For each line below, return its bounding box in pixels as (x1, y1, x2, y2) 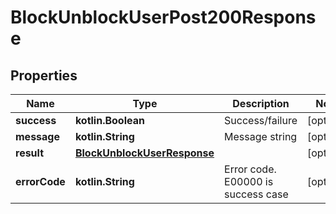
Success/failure (224, 114, 298, 127)
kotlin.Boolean (74, 114, 145, 127)
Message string (224, 130, 298, 143)
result (15, 146, 45, 160)
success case (224, 187, 289, 201)
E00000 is (224, 175, 274, 188)
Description (232, 97, 290, 110)
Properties (10, 67, 78, 84)
